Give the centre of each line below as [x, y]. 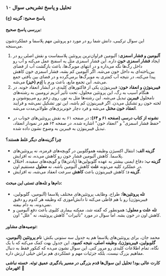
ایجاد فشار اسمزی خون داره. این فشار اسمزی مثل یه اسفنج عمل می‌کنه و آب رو [86, 60]
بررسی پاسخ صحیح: [24, 29]
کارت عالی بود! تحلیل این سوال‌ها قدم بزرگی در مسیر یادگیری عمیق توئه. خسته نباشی [83, 263]
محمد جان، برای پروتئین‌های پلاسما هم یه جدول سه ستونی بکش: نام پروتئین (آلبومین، [83, 237]
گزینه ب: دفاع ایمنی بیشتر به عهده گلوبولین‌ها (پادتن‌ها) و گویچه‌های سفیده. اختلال [87, 161]
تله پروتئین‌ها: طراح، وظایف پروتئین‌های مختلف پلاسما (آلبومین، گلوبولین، [79, 194]
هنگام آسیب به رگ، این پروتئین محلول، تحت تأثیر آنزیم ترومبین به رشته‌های [81, 92]
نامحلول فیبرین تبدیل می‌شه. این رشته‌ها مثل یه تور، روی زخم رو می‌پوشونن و [83, 98]
